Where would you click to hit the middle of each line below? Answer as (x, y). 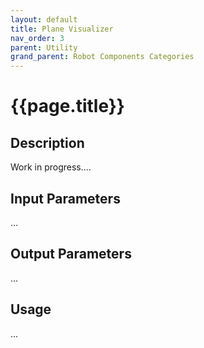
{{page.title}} (67, 106)
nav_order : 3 (37, 38)
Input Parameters (65, 198)
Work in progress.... (51, 167)
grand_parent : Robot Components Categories (102, 57)
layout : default (44, 19)
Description (47, 142)
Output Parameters (71, 254)
